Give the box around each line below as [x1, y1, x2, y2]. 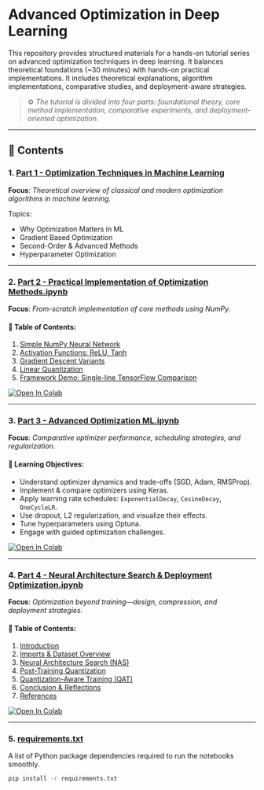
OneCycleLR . [19, 502, 57, 511]
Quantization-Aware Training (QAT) [19, 674, 134, 684]
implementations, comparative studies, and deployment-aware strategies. [8, 81, 247, 91]
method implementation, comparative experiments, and [27, 105, 208, 115]
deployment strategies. [8, 605, 83, 615]
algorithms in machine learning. [8, 194, 112, 203]
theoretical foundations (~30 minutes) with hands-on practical [8, 65, 210, 74]
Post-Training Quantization [19, 666, 106, 676]
